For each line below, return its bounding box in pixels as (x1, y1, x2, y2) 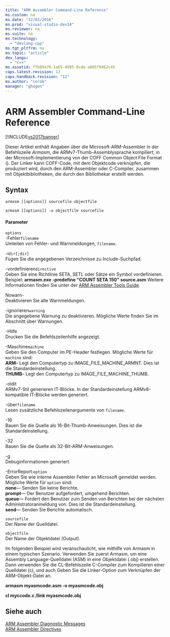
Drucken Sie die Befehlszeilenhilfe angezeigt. (5, 334, 101, 340)
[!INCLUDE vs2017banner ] (5, 134, 60, 140)
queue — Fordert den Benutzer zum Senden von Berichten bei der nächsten (5, 496, 164, 502)
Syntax (5, 186, 29, 194)
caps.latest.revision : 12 (5, 70, 60, 75)
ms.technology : (5, 36, 38, 42)
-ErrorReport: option (5, 468, 47, 475)
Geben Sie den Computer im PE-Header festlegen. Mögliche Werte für (5, 349, 153, 355)
